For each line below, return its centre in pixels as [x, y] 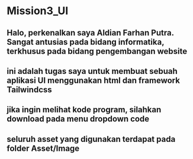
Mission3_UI [38, 11]
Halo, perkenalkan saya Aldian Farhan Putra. [90, 33]
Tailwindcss [29, 90]
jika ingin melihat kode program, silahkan [84, 110]
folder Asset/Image [43, 148]
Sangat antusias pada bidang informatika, [86, 42]
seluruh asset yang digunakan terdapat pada [91, 139]
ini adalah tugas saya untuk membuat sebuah [92, 71]
